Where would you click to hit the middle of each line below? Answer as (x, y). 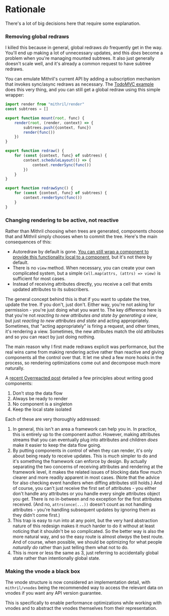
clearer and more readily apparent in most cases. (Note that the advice (86, 478)
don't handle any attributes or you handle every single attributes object (86, 494)
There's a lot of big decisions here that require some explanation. (73, 23)
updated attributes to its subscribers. (51, 289)
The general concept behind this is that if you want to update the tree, (78, 299)
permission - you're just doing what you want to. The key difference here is (83, 310)
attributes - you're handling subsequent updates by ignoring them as (84, 510)
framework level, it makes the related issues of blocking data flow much (87, 472)
